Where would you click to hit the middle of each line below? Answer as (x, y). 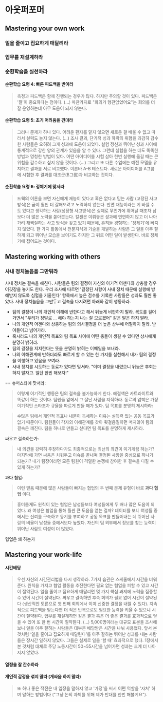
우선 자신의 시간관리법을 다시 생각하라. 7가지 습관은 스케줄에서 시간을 (82, 579)
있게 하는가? (28, 467)
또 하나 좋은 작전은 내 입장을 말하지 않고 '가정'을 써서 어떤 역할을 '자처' (84, 688)
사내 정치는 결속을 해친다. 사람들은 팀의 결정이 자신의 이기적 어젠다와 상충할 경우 (81, 283)
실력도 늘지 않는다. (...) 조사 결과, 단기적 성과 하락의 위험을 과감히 (88, 138)
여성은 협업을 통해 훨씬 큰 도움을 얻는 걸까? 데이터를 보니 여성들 (92, 510)
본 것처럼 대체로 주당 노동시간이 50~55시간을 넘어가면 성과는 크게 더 (82, 646)
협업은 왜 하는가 (20, 539)
